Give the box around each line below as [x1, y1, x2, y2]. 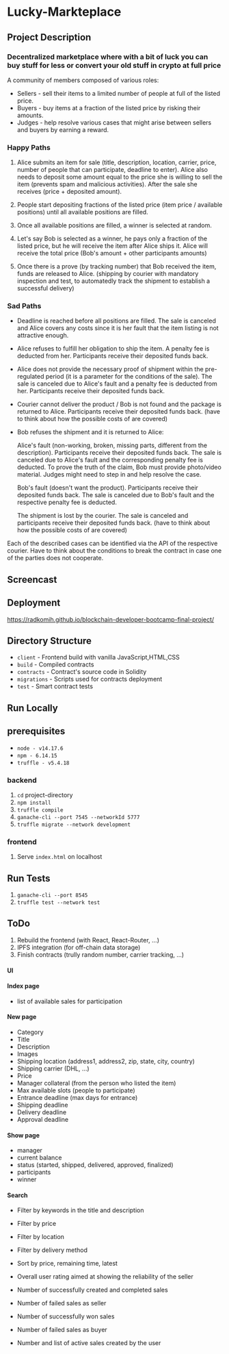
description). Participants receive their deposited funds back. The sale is [16, 449, 222, 457]
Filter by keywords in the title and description [16, 1206, 144, 1214]
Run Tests [7, 873, 51, 884]
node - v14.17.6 [16, 744, 64, 752]
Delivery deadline [16, 1107, 67, 1116]
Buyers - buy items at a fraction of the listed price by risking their [16, 103, 201, 112]
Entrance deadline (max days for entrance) [16, 1093, 138, 1101]
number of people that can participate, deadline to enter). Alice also [16, 166, 208, 174]
